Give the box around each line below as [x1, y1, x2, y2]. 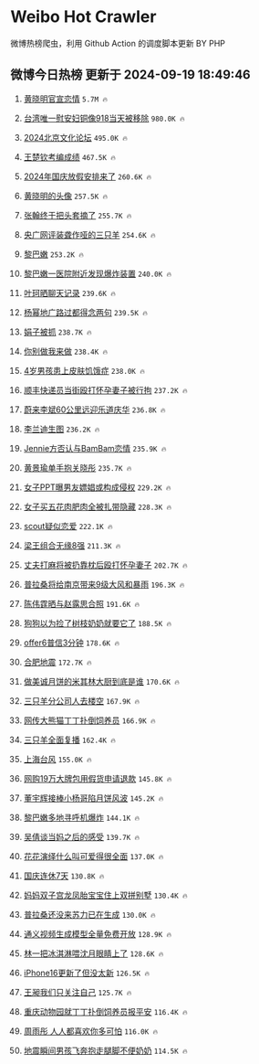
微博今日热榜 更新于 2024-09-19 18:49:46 [10, 67, 251, 83]
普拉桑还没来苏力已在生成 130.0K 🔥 [23, 909, 156, 920]
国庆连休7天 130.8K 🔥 [23, 870, 105, 881]
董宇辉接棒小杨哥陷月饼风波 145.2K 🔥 [23, 793, 164, 803]
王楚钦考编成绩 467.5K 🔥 [23, 151, 117, 162]
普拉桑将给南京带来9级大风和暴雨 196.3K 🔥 [23, 579, 185, 590]
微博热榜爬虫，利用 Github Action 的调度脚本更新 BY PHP [10, 37, 226, 48]
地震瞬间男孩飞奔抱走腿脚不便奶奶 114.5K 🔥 [23, 1045, 188, 1056]
